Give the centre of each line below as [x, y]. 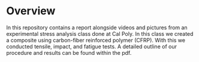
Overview [31, 11]
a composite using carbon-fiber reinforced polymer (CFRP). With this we [96, 40]
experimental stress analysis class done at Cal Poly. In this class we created [100, 33]
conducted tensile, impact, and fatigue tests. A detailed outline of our [91, 46]
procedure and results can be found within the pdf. [69, 52]
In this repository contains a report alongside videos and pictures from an [97, 27]
